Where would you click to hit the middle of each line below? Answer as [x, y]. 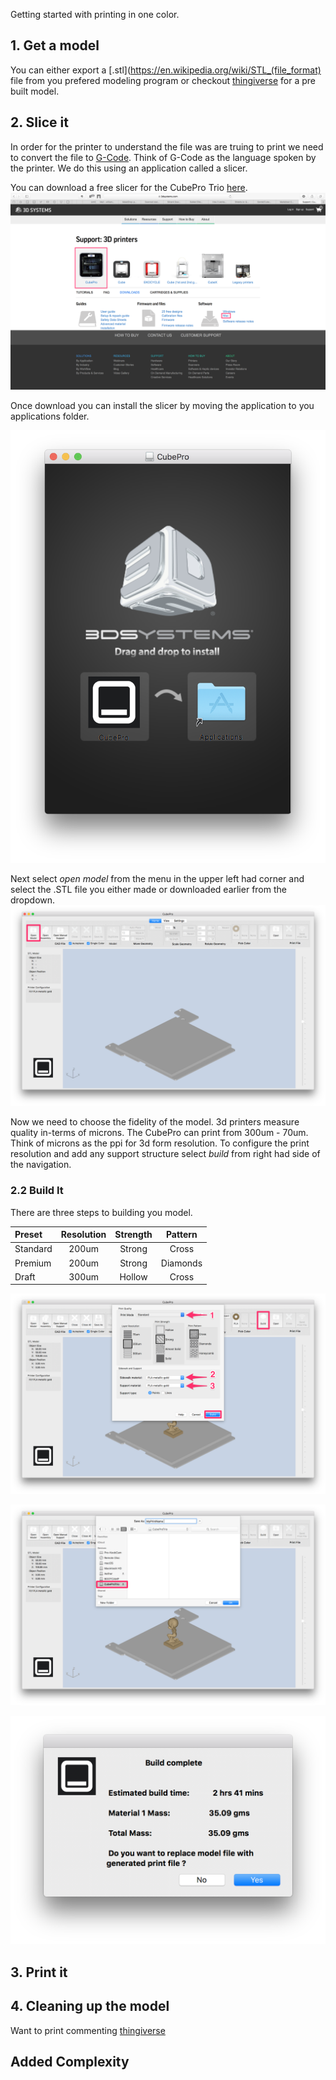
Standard [33, 1249]
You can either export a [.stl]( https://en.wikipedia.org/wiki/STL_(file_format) [166, 70]
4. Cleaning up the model [90, 2006]
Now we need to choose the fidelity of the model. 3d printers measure [155, 1122]
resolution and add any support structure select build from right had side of [165, 1154]
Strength [133, 1235]
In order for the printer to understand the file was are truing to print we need [167, 146]
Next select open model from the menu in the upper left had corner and [157, 879]
